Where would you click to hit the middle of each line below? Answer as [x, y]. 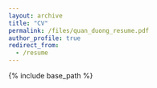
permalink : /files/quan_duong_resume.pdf [79, 30]
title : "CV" [28, 23]
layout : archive [35, 16]
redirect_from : [34, 46]
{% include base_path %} [51, 76]
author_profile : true [45, 38]
